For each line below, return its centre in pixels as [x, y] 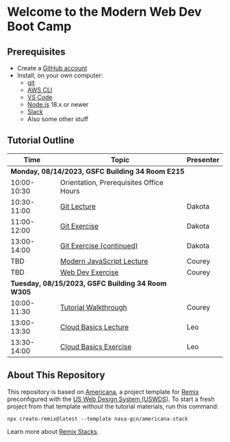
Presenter [203, 159]
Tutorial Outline [41, 141]
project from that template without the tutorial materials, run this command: [113, 406]
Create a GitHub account [52, 68]
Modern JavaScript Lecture [104, 261]
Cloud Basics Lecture [94, 327]
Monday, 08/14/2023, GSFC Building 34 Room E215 [98, 171]
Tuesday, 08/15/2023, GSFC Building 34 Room [89, 283]
